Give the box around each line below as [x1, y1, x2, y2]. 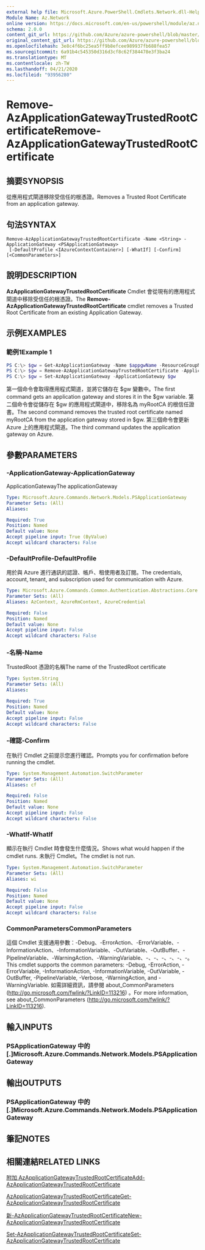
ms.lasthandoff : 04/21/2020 [6, 66, 78, 72]
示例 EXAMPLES [6, 328, 67, 339]
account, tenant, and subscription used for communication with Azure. [6, 576, 184, 583]
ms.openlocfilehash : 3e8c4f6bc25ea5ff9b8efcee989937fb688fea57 [6, 43, 171, 50]
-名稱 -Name [6, 649, 43, 657]
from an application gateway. [6, 200, 79, 208]
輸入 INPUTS [6, 1022, 53, 1032]
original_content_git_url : [6, 37, 75, 43]
